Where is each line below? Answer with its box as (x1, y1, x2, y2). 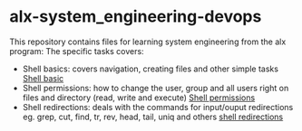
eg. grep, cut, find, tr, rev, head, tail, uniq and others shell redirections (22, 111, 284, 122)
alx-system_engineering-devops (9, 6, 262, 27)
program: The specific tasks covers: (9, 45, 144, 56)
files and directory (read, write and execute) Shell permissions (22, 92, 256, 103)
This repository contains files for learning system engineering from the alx (9, 36, 287, 47)
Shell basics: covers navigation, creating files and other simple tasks (22, 63, 279, 74)
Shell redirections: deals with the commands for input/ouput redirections (22, 101, 294, 112)
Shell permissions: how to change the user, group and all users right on (22, 82, 289, 93)
